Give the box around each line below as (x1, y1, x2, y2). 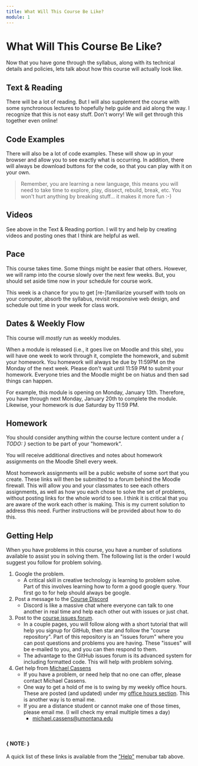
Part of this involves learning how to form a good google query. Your (23, 583, 190, 590)
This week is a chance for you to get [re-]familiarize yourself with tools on (6, 289, 186, 296)
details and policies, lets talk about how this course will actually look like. (6, 66, 183, 73)
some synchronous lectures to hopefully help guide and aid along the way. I (6, 105, 190, 112)
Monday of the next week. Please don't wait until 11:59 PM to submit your (6, 364, 184, 371)
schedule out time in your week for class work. (6, 301, 120, 308)
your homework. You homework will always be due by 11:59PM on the (6, 358, 176, 366)
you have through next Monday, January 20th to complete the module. (6, 395, 178, 402)
